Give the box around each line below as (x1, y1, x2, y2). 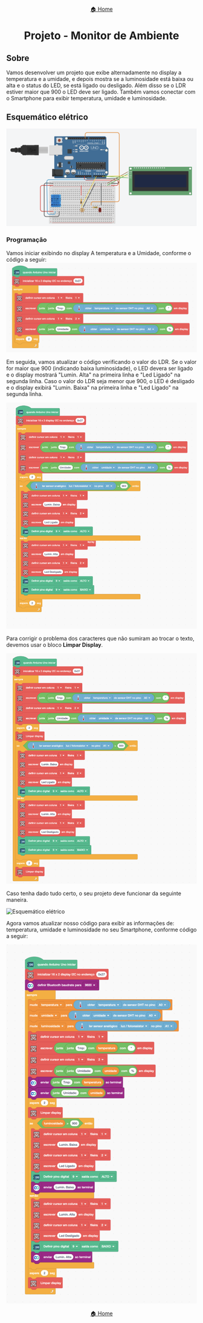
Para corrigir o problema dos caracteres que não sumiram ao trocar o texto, (6, 635, 195, 642)
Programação (6, 236, 47, 244)
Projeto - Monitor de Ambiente (24, 29, 179, 43)
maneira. (6, 896, 28, 904)
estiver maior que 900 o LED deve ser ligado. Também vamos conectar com (6, 88, 196, 95)
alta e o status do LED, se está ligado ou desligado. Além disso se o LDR (6, 82, 186, 89)
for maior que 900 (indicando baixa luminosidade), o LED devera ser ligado (6, 364, 193, 372)
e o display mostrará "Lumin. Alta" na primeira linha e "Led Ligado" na (6, 371, 181, 378)
